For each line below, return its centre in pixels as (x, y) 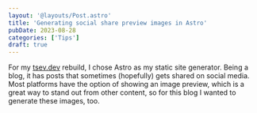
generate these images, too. (54, 101)
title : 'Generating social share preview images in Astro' (108, 23)
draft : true (28, 45)
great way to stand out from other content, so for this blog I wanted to (122, 92)
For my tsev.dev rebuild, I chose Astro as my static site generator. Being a (128, 67)
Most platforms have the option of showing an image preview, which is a (126, 85)
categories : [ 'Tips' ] (44, 38)
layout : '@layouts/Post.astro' (60, 15)
